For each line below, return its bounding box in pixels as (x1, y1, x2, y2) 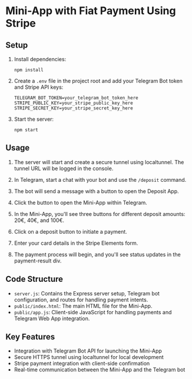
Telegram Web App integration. (14, 315, 90, 322)
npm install (14, 67, 44, 73)
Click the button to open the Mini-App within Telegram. (14, 199, 148, 206)
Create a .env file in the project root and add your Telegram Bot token (14, 78, 183, 84)
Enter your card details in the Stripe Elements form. (14, 240, 138, 247)
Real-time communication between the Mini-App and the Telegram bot (14, 366, 186, 373)
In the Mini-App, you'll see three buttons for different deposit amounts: (14, 210, 186, 217)
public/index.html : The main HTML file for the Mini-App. (14, 302, 153, 310)
